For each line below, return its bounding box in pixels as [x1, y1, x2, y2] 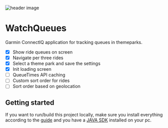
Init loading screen [12, 66, 52, 72]
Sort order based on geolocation [12, 83, 81, 90]
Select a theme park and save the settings [12, 61, 101, 67]
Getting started [5, 98, 55, 107]
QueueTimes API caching [12, 72, 66, 78]
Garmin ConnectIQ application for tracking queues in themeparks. [5, 39, 143, 45]
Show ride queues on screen [12, 49, 73, 55]
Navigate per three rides [12, 55, 64, 61]
